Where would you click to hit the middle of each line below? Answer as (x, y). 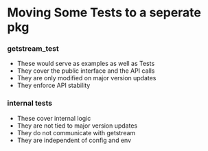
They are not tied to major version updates (77, 126)
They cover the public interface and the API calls (86, 71)
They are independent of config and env (74, 140)
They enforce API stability (54, 85)
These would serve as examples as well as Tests (86, 64)
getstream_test (33, 49)
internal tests (30, 103)
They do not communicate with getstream (76, 132)
